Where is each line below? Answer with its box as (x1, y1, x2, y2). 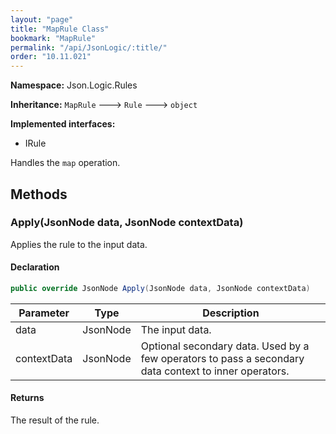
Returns (10, 392, 45, 404)
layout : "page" (10, 14, 74, 25)
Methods (10, 186, 68, 203)
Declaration (10, 261, 60, 273)
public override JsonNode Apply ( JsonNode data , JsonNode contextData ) (10, 284, 311, 294)
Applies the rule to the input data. (10, 238, 148, 250)
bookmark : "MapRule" (10, 33, 97, 43)
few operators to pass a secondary (140, 351, 305, 365)
